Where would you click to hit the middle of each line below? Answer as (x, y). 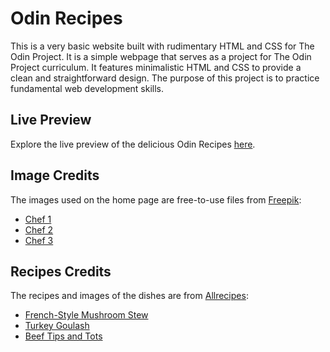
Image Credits (55, 175)
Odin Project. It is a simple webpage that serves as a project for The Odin (161, 56)
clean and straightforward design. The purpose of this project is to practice (165, 78)
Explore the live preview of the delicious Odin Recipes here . (133, 144)
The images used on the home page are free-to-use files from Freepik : (156, 199)
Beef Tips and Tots (63, 336)
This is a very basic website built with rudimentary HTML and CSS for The (162, 46)
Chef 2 (39, 229)
